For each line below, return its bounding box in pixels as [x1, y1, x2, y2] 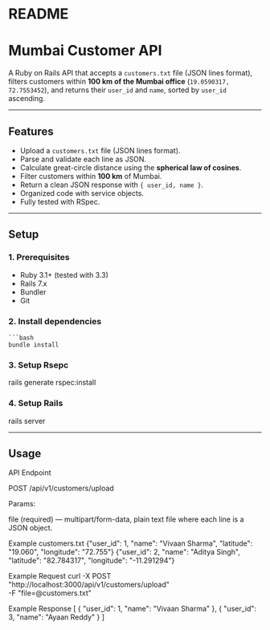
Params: [8, 499, 36, 509]
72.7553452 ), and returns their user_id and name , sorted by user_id [8, 85, 227, 95]
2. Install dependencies [8, 315, 102, 327]
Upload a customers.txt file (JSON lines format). [19, 145, 181, 155]
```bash [8, 334, 35, 342]
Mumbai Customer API [8, 42, 162, 60]
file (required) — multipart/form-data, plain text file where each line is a [8, 514, 244, 524]
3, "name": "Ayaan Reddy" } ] [8, 612, 105, 622]
